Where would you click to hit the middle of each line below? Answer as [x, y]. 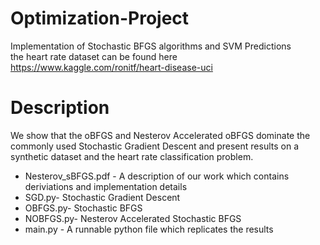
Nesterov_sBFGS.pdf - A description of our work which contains [157, 176]
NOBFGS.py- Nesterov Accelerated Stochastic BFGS [133, 218]
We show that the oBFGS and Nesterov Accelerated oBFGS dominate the [160, 135]
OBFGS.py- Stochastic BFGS [83, 208]
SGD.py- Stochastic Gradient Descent [102, 197]
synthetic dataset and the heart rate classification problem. [132, 156]
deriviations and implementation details [106, 186]
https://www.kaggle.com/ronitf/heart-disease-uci [111, 67]
